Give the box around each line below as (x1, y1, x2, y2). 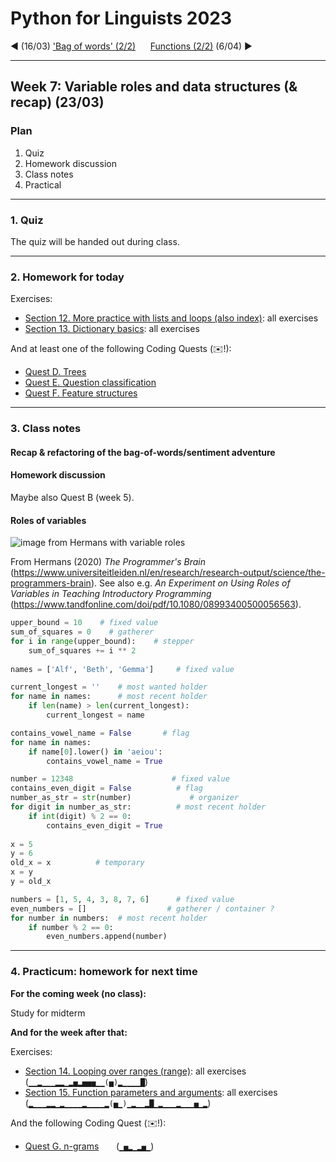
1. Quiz (10, 213, 44, 227)
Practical (24, 178, 62, 191)
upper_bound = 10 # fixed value (10, 618, 159, 628)
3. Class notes (10, 422, 82, 436)
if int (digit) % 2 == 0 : (28, 811, 132, 821)
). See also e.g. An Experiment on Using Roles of (90, 577, 291, 589)
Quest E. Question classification (24, 377, 157, 389)
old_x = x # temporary (10, 858, 145, 868)
